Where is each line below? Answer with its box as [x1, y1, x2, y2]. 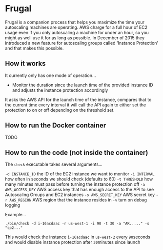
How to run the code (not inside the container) [5, 148, 148, 157]
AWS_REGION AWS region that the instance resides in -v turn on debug [9, 197, 147, 203]
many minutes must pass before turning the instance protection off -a [5, 181, 145, 187]
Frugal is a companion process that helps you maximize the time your [5, 19, 145, 25]
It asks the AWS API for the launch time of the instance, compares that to [5, 97, 152, 102]
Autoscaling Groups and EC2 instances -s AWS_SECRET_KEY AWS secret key [5, 192, 155, 198]
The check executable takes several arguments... [5, 161, 102, 167]
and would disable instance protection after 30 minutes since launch [5, 239, 141, 245]
